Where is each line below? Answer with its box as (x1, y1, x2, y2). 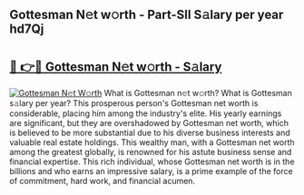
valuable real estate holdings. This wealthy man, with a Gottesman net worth (9, 137, 295, 148)
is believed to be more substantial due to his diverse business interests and (9, 127, 290, 138)
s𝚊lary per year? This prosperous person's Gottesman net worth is (9, 98, 259, 108)
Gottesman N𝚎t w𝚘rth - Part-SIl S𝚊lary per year (9, 7, 284, 23)
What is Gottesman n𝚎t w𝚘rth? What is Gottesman (103, 88, 292, 98)
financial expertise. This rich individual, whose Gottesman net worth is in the (9, 156, 295, 167)
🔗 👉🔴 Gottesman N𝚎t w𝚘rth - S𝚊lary (9, 59, 222, 74)
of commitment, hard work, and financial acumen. (9, 176, 196, 186)
